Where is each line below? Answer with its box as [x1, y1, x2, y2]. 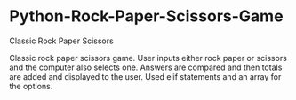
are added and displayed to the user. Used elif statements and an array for [9, 71, 282, 81]
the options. [9, 81, 53, 91]
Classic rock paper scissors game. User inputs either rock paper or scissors [9, 52, 287, 63]
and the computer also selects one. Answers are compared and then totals [9, 62, 283, 73]
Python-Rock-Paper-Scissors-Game [9, 6, 284, 27]
